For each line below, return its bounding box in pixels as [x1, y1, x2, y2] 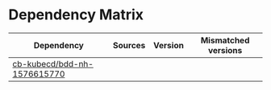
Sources [112, 39, 146, 51]
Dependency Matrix [8, 6, 144, 24]
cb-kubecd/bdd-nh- [12, 58, 94, 69]
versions [208, 44, 243, 55]
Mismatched [200, 35, 250, 46]
